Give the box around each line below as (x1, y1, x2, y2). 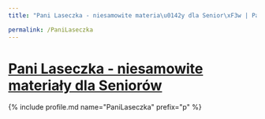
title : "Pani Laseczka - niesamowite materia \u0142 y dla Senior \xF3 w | (8, 11, 248, 20)
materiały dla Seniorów (8, 76, 162, 95)
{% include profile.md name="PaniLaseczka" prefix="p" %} (8, 102, 203, 112)
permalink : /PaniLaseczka (8, 25, 93, 34)
